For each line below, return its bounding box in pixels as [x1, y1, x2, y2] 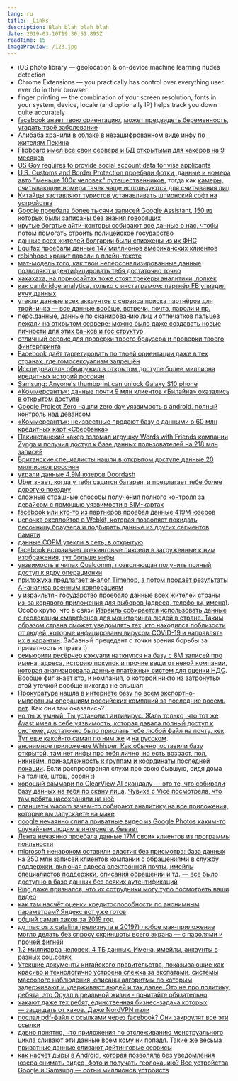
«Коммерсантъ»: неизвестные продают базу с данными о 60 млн [17, 417, 218, 426]
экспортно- [160, 689, 196, 697]
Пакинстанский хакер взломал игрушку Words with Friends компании [17, 432, 229, 441]
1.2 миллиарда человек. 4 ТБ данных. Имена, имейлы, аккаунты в [17, 945, 218, 953]
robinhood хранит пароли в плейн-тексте [17, 251, 142, 260]
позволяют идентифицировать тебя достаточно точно [17, 267, 181, 275]
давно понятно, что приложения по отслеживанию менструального [17, 1028, 224, 1036]
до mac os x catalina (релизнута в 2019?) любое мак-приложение [17, 923, 215, 931]
